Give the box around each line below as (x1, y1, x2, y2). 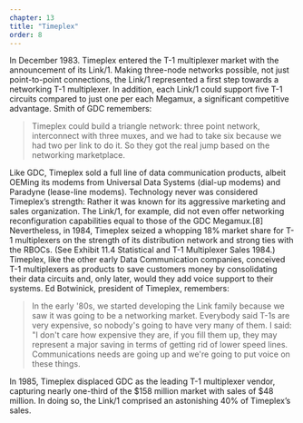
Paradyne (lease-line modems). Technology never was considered (9, 187, 259, 198)
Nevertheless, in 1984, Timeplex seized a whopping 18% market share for (9, 225, 284, 236)
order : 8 (9, 30, 43, 39)
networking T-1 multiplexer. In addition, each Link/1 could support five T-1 (9, 84, 283, 95)
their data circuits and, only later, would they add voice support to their (9, 273, 274, 284)
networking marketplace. (31, 150, 125, 161)
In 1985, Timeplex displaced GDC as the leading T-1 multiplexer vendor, (9, 376, 276, 387)
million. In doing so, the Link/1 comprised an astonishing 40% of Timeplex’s (9, 396, 291, 407)
